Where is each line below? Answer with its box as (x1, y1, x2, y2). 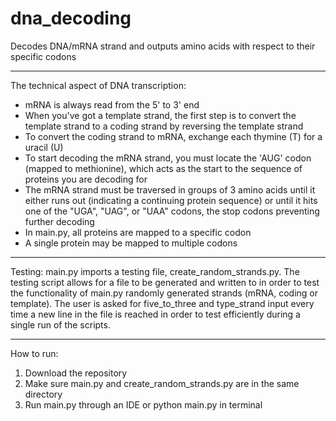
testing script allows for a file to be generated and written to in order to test (10, 276, 320, 288)
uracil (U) (24, 141, 64, 153)
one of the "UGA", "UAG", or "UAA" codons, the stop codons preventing (24, 205, 320, 217)
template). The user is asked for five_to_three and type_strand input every (10, 297, 315, 309)
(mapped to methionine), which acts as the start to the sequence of (24, 162, 303, 174)
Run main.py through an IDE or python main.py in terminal (24, 398, 263, 411)
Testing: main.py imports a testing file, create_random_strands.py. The (10, 265, 300, 277)
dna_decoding (10, 7, 132, 30)
